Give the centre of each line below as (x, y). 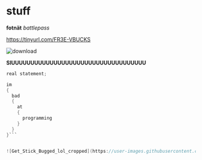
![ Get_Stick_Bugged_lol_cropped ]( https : (58, 151)
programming (37, 118)
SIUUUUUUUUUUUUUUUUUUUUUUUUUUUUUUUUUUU (76, 63)
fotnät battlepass (28, 28)
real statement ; (26, 73)
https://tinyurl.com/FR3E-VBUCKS (49, 39)
